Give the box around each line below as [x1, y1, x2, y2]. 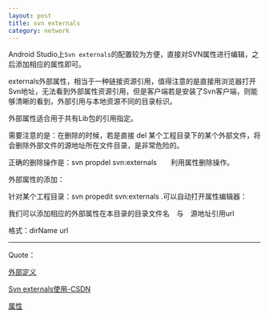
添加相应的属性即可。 [14, 59, 86, 69]
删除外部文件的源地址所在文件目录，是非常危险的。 [14, 141, 184, 151]
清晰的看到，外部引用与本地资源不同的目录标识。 [14, 97, 177, 107]
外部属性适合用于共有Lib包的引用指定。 [8, 114, 138, 123]
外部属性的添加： [8, 175, 65, 184]
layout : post [8, 11, 52, 20]
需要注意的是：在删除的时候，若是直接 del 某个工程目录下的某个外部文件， [8, 131, 254, 140]
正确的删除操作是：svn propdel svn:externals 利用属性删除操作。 [8, 158, 235, 167]
